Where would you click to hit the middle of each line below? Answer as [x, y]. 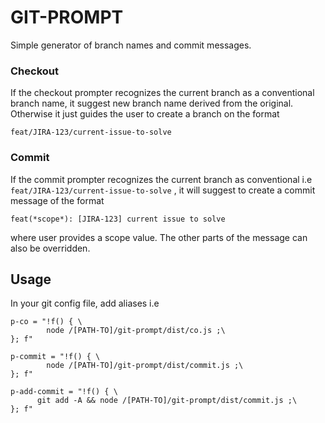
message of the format [57, 200]
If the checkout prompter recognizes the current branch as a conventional [162, 93]
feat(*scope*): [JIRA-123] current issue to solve [118, 219]
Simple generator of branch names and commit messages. [131, 45]
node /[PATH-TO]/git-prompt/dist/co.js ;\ [136, 331]
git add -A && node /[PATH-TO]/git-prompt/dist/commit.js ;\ [167, 401]
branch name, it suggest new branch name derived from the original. [152, 103]
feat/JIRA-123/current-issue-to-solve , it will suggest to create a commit [163, 190]
